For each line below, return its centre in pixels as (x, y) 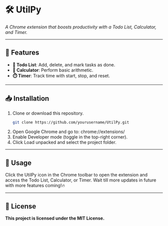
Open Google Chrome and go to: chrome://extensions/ (68, 132)
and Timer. (16, 32)
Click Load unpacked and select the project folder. (64, 142)
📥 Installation (27, 99)
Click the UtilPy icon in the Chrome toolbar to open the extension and (76, 175)
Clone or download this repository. (48, 113)
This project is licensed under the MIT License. (55, 218)
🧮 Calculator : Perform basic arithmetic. (53, 70)
